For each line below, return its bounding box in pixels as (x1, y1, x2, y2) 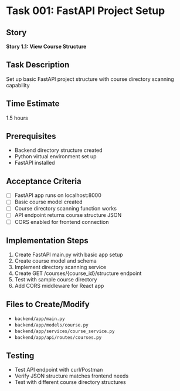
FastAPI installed (14, 159, 55, 166)
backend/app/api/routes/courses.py (14, 335, 102, 341)
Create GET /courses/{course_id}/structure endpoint (14, 270, 142, 277)
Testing (6, 351, 35, 361)
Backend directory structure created (14, 147, 103, 154)
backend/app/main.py (14, 316, 65, 322)
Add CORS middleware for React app (14, 283, 104, 290)
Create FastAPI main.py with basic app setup (14, 251, 123, 259)
